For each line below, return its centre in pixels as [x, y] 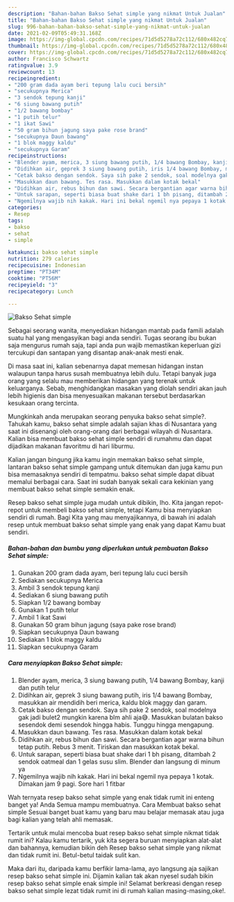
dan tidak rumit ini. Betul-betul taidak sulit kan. [74, 855]
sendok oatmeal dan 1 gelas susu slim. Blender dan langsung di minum [119, 762]
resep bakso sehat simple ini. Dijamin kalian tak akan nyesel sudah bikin [111, 876]
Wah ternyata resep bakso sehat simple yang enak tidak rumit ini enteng [111, 798]
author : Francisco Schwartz [49, 59]
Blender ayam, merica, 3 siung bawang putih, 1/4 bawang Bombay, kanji [121, 680]
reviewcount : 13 [31, 72]
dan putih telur [39, 688]
